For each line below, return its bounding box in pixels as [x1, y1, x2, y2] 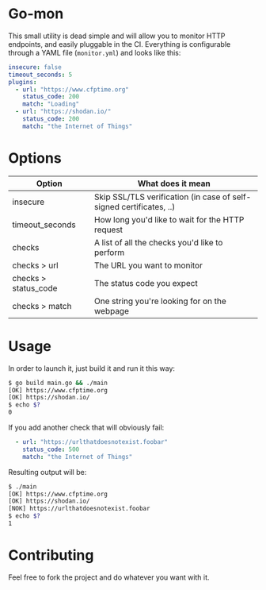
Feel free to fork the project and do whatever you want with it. [8, 573, 210, 582]
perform [93, 247, 125, 258]
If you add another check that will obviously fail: [8, 422, 165, 433]
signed [93, 201, 120, 212]
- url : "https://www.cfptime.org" [15, 85, 129, 94]
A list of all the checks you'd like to [93, 237, 223, 248]
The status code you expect [93, 277, 198, 288]
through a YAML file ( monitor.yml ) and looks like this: [8, 48, 181, 57]
